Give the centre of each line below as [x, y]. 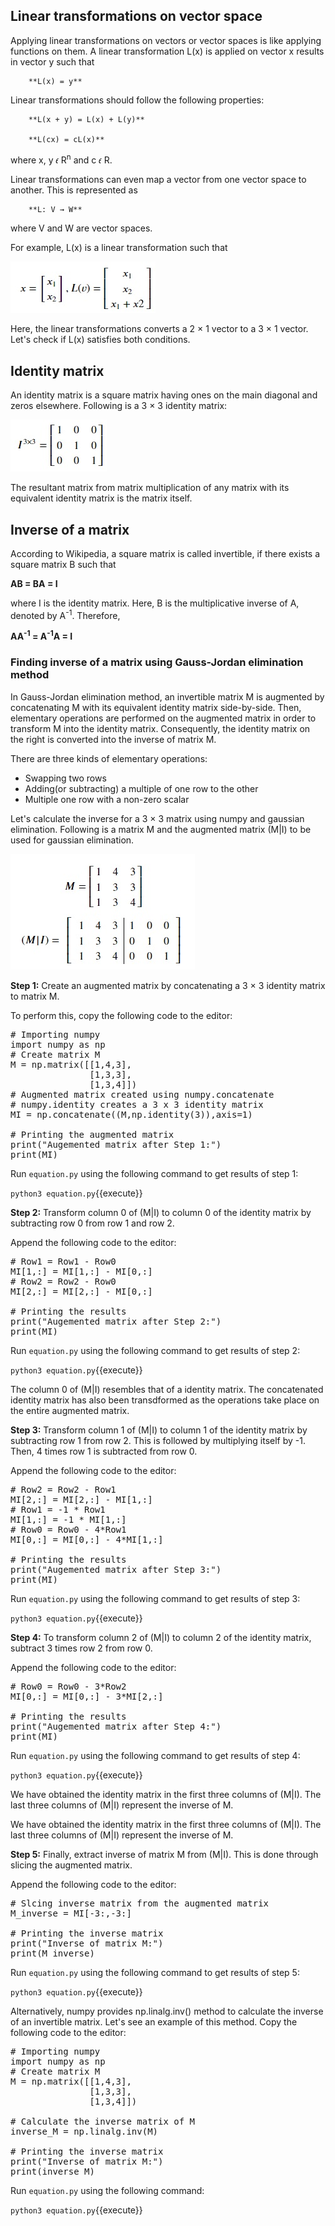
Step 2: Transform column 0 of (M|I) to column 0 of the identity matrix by [161, 1212]
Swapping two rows [65, 778]
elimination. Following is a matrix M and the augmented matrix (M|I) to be [161, 829]
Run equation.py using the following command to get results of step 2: [155, 1350]
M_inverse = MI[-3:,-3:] [71, 1913]
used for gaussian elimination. [72, 840]
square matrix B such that [63, 565]
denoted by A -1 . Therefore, [65, 614]
